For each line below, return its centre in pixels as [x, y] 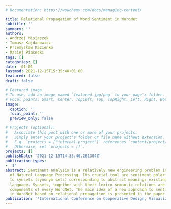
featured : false [22, 76]
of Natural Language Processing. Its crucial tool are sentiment [81, 175]
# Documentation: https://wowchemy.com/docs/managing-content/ [74, 10]
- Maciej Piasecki [25, 52]
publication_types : [26, 161]
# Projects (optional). [31, 128]
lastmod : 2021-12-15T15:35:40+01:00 [44, 71]
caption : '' [23, 109]
